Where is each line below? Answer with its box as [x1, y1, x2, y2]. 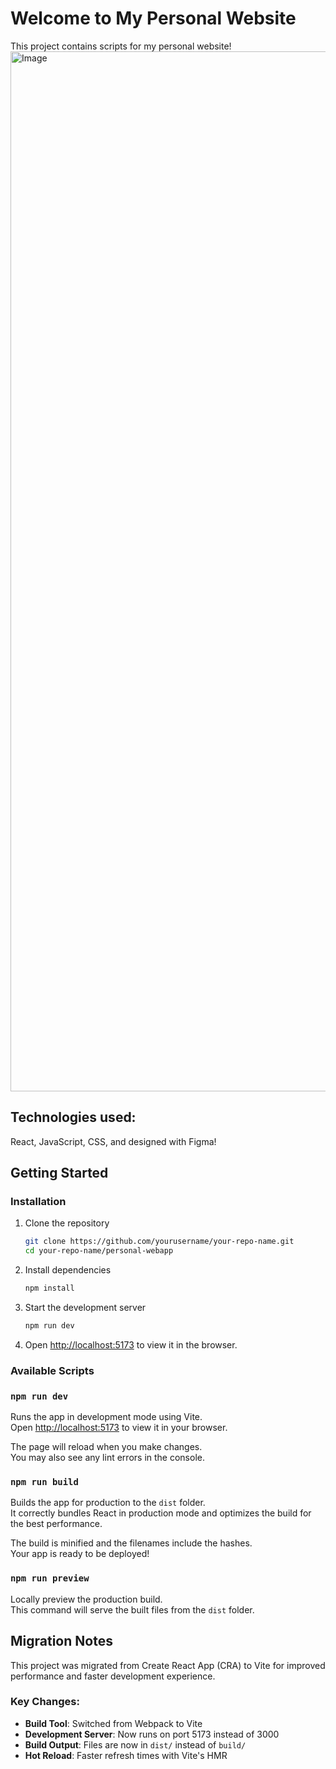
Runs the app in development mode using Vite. [10, 1411, 203, 1423]
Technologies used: [10, 1109, 137, 1126]
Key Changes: [10, 1695, 80, 1709]
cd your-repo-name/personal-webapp [24, 1246, 174, 1256]
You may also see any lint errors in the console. [10, 1452, 205, 1464]
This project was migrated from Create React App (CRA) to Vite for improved [10, 1659, 326, 1671]
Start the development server [24, 1302, 147, 1314]
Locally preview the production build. [10, 1593, 163, 1605]
